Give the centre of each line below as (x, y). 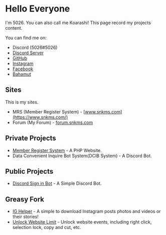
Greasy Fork (25, 199)
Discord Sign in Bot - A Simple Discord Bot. (57, 183)
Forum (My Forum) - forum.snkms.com (53, 122)
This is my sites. (22, 102)
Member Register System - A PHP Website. (57, 150)
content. (14, 28)
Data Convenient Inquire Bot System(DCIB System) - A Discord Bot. (82, 156)
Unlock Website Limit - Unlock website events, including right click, (82, 222)
